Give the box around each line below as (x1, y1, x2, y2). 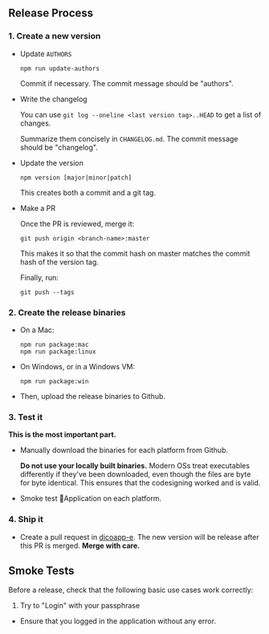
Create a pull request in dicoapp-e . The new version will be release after (19, 532, 259, 541)
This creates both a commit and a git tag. (19, 187, 157, 197)
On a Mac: (19, 325, 55, 335)
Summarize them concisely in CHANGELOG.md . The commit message (19, 134, 238, 143)
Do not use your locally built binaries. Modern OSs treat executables (19, 461, 251, 471)
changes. (19, 118, 51, 128)
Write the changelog (19, 94, 88, 104)
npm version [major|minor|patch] (19, 173, 132, 182)
